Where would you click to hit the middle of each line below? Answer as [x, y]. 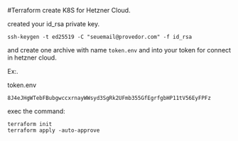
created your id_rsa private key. [54, 24]
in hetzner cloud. [32, 57]
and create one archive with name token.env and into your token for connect [119, 50]
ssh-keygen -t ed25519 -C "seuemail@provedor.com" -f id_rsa [100, 37]
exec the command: [36, 111]
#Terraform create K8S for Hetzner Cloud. [69, 10]
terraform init [30, 124]
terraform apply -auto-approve [54, 130]
